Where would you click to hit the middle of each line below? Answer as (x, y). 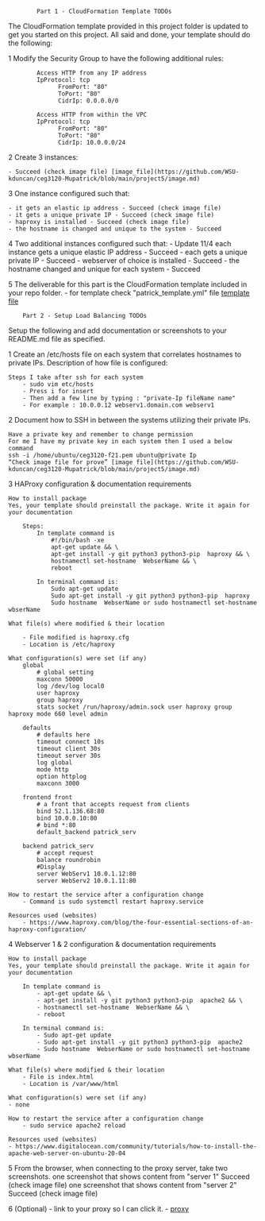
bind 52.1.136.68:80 (71, 811)
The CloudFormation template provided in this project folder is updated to (128, 26)
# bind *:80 (57, 825)
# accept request (65, 853)
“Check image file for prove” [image (71, 462)
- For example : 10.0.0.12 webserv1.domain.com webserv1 (119, 405)
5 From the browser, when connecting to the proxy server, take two (118, 1168)
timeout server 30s (69, 755)
